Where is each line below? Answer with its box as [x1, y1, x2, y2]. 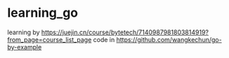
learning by [7, 28, 40, 36]
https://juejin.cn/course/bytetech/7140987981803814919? [41, 28, 209, 36]
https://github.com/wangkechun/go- [116, 35, 223, 43]
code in [93, 35, 115, 43]
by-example [7, 43, 42, 51]
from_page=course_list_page [7, 35, 92, 43]
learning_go [7, 5, 79, 21]
